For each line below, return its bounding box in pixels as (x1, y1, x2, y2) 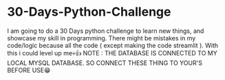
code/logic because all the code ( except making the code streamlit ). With (7, 41, 219, 49)
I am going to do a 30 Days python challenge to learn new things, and (7, 27, 204, 35)
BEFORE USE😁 (7, 66, 51, 74)
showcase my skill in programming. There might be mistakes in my (7, 34, 196, 42)
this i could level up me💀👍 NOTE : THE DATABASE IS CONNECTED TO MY (7, 49, 218, 57)
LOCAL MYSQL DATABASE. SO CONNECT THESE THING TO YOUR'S (7, 59, 203, 67)
